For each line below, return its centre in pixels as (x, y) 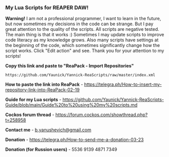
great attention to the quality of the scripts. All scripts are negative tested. (82, 29)
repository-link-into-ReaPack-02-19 (42, 90)
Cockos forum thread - (30, 115)
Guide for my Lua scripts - (33, 99)
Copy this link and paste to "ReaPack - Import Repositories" (70, 66)
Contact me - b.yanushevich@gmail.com (48, 130)
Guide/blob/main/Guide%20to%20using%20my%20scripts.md (72, 105)
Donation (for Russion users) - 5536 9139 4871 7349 (61, 149)
